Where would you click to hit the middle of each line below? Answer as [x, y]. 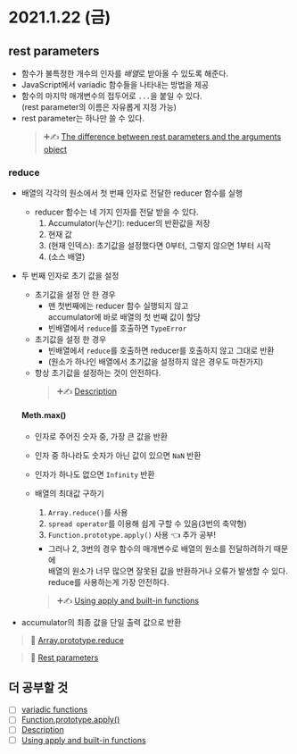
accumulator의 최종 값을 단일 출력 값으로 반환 [101, 622]
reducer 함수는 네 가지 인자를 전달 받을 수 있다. [116, 212]
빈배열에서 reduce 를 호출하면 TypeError [117, 328]
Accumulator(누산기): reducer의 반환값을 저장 [129, 223]
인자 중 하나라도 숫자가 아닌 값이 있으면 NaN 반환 [118, 455]
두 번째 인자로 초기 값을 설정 [70, 276]
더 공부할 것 [38, 687]
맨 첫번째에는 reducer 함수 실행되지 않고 [118, 306]
